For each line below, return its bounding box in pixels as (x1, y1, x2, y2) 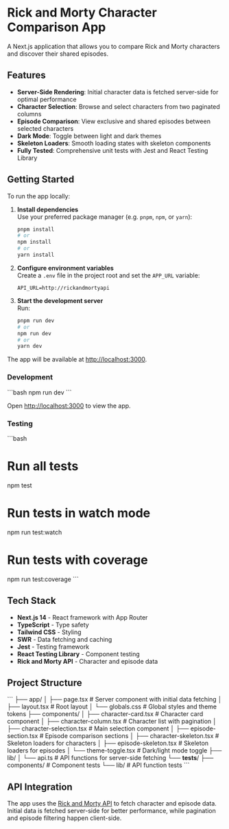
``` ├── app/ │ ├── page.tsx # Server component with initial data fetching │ (7, 695, 222, 704)
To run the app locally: (7, 191, 71, 200)
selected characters (16, 124, 74, 132)
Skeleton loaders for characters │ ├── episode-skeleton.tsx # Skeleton (7, 739, 209, 748)
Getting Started (7, 174, 75, 185)
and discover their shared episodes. (7, 50, 109, 58)
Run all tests (7, 459, 79, 474)
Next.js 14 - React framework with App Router (16, 613, 148, 621)
